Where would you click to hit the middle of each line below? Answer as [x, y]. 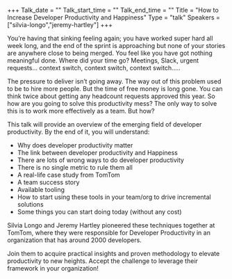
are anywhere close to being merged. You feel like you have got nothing [110, 53]
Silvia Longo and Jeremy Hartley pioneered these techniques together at [111, 225]
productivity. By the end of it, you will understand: [78, 132]
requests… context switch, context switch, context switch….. [94, 68]
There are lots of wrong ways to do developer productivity [100, 160]
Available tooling [41, 190]
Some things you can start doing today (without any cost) [99, 212]
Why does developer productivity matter [75, 145]
